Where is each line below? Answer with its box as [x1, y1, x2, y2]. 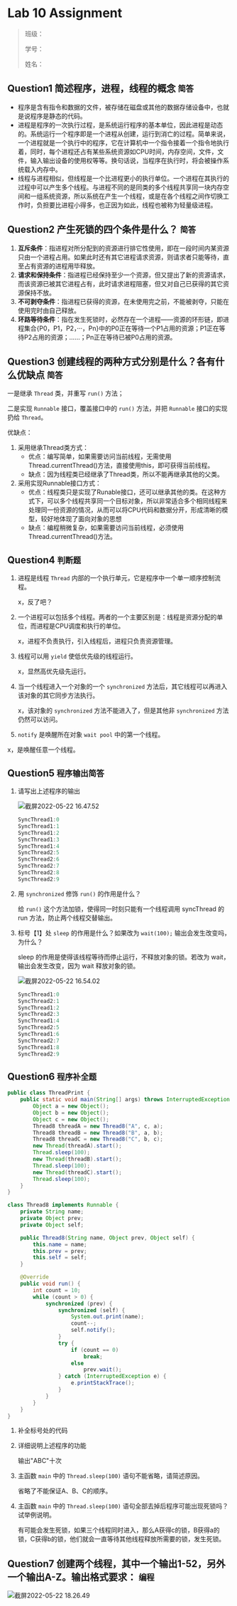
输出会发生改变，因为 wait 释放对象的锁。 [17, 961, 140, 970]
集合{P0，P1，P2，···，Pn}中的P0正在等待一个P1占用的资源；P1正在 [23, 324, 219, 332]
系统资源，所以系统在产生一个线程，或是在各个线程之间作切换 [42, 191, 224, 200]
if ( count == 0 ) [70, 1346, 119, 1353]
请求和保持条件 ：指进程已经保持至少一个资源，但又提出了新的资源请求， [17, 271, 229, 279]
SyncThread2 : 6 [17, 856, 60, 863]
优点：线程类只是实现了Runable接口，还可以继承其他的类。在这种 [28, 488, 221, 496]
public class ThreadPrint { [7, 1089, 91, 1097]
